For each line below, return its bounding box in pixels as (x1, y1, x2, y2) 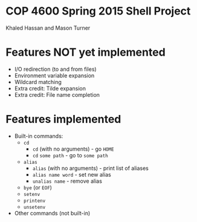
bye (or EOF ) (23, 183, 53, 191)
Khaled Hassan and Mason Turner (5, 24, 91, 31)
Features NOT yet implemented (5, 45, 166, 59)
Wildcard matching (14, 78, 62, 85)
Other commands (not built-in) (14, 209, 91, 217)
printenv (23, 198, 46, 204)
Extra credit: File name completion (14, 91, 100, 98)
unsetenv (23, 204, 46, 210)
